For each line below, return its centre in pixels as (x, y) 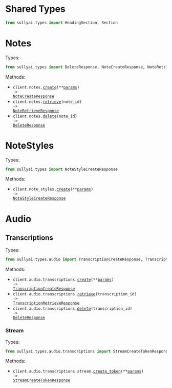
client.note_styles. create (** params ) (53, 189)
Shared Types (35, 9)
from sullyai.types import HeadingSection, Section (61, 23)
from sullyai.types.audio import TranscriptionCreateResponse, (74, 260)
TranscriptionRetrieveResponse (46, 303)
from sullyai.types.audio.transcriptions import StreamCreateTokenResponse (88, 351)
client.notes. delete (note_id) (45, 116)
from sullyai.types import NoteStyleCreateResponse (61, 169)
